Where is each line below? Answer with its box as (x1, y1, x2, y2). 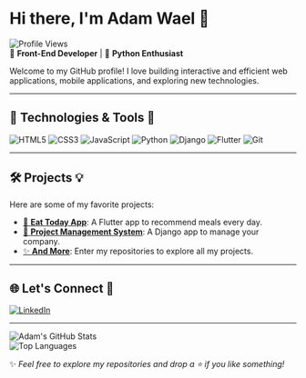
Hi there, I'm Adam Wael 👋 (9, 8, 209, 29)
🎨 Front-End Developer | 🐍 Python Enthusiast (9, 47, 184, 58)
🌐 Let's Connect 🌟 (9, 281, 115, 296)
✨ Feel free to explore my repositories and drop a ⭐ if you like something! (9, 359, 285, 370)
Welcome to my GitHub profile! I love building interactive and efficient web (9, 65, 289, 76)
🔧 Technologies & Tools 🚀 (9, 110, 156, 125)
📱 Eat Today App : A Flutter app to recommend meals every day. (22, 216, 262, 227)
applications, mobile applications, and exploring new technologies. (9, 75, 260, 85)
